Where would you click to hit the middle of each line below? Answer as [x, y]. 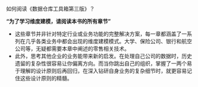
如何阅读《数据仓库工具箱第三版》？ [51, 9]
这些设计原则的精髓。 [46, 78]
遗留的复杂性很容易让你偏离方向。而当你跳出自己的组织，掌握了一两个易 [103, 63]
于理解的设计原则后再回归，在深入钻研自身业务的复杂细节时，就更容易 [101, 71]
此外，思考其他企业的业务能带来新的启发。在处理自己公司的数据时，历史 [103, 56]
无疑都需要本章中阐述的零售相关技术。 [82, 49]
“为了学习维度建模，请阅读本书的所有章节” [59, 21]
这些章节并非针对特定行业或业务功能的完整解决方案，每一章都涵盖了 [98, 34]
